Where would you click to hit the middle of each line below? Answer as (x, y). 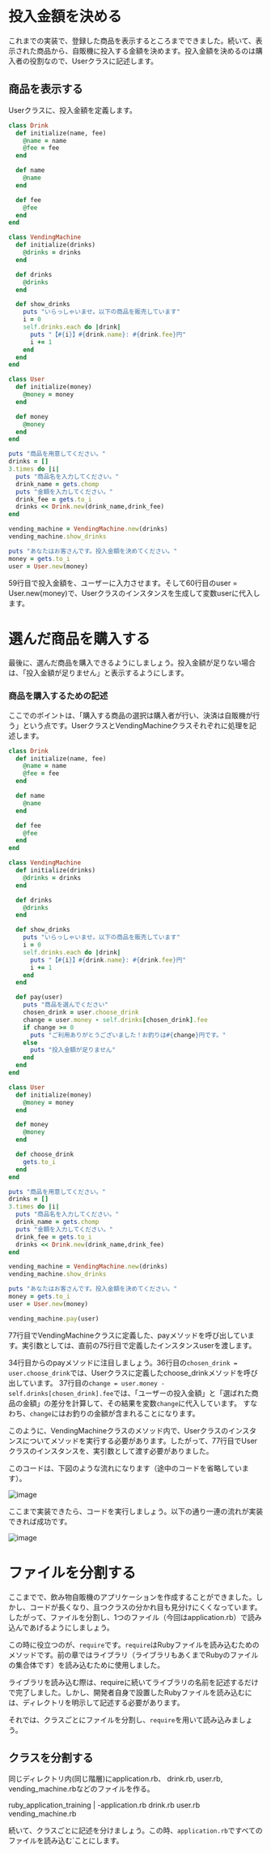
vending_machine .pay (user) (54, 1319)
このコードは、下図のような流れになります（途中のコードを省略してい (125, 1468)
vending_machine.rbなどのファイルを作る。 (82, 1789)
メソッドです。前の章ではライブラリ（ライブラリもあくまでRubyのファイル (133, 1655)
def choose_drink (45, 1155)
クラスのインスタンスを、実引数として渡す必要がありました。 (111, 1450)
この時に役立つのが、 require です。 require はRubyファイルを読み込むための (134, 1644)
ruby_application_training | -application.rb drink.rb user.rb (104, 1805)
